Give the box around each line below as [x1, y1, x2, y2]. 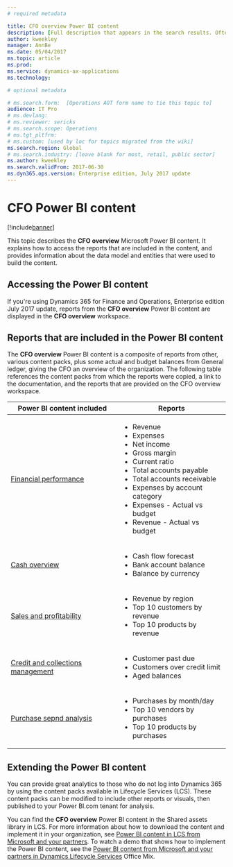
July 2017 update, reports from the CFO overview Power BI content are [7, 304, 211, 313]
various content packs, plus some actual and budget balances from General [7, 358, 224, 366]
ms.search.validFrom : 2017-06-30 [7, 164, 104, 171]
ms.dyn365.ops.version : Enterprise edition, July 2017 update [7, 171, 191, 178]
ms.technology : [7, 74, 51, 81]
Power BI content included [17, 404, 107, 413]
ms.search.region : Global [7, 144, 82, 151]
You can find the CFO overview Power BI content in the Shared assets [7, 816, 208, 824]
